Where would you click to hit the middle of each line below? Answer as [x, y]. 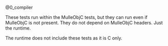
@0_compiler [19, 7]
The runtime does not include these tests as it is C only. [64, 38]
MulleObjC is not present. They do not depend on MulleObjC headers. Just [84, 23]
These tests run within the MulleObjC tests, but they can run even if [76, 17]
